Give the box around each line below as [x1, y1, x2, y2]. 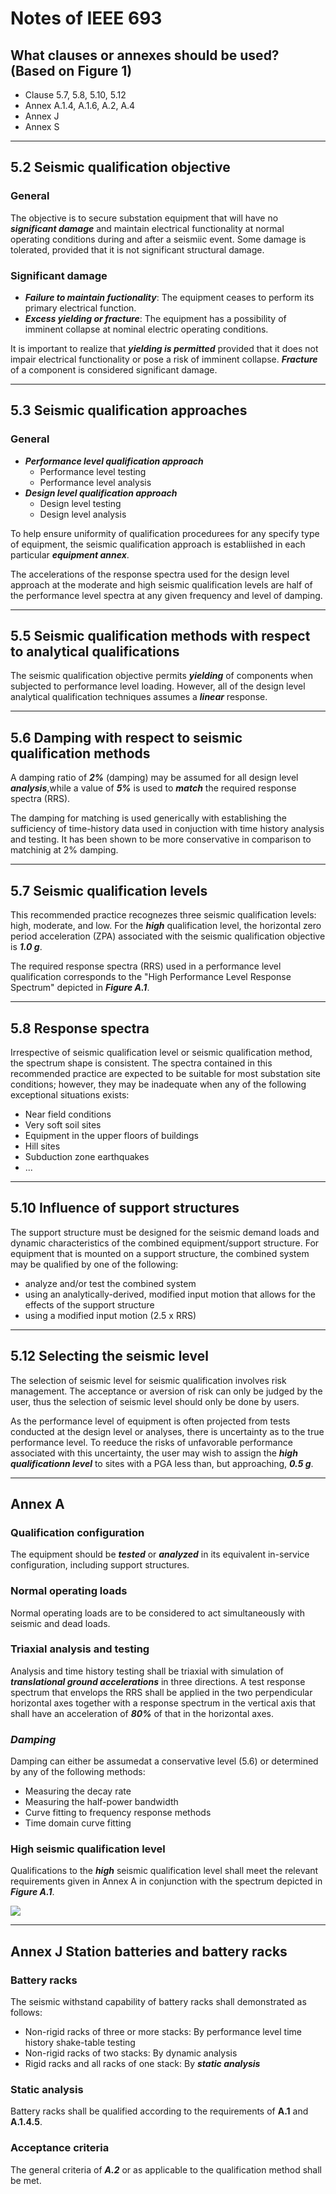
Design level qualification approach [24, 487, 178, 499]
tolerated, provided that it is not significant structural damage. [10, 243, 265, 256]
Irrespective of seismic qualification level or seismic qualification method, [10, 1046, 313, 1058]
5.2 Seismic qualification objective [10, 159, 231, 176]
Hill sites [24, 1140, 61, 1152]
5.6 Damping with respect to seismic [10, 729, 243, 746]
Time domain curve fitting [24, 1817, 132, 1829]
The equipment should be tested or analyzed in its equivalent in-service [10, 1548, 310, 1561]
